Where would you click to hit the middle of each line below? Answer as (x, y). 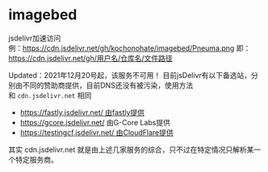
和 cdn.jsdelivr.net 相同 (50, 95)
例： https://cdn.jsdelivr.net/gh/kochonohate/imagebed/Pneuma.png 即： (130, 48)
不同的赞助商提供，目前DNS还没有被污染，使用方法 (108, 85)
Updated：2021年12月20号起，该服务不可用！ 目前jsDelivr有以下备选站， (130, 75)
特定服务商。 (36, 159)
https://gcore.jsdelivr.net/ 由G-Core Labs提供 (95, 122)
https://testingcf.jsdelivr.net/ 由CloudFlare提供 (96, 132)
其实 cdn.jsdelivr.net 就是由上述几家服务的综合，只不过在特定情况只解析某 (131, 149)
